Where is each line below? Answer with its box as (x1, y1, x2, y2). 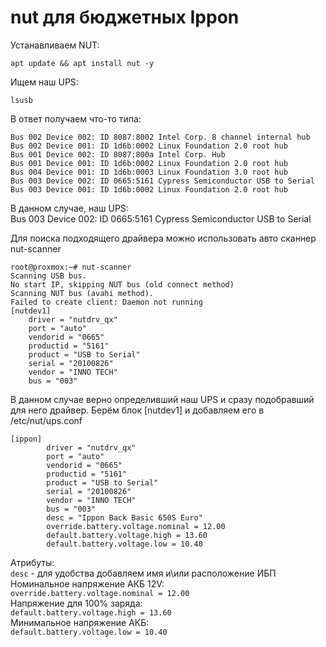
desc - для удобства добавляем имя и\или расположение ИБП (10, 567, 277, 579)
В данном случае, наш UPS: (10, 202, 129, 214)
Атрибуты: (10, 556, 55, 568)
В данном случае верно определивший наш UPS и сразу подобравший (10, 393, 315, 405)
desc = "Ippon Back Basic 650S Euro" (46, 512, 203, 523)
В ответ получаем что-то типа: (10, 112, 142, 125)
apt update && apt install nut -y (10, 58, 155, 68)
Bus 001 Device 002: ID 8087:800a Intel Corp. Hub (10, 149, 226, 160)
